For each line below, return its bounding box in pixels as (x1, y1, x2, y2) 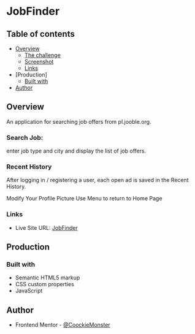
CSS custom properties (15, 281, 75, 288)
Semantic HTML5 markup (15, 274, 80, 281)
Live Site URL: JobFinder (15, 224, 78, 231)
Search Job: (6, 133, 44, 142)
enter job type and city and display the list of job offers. (6, 147, 147, 154)
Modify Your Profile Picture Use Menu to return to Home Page (6, 195, 162, 202)
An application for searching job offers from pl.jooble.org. (6, 118, 151, 125)
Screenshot (24, 58, 54, 65)
